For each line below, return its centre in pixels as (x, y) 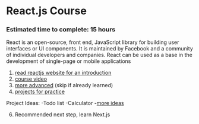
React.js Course (47, 11)
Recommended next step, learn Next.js (62, 115)
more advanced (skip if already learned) (64, 85)
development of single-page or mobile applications (69, 61)
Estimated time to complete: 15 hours (61, 30)
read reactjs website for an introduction (63, 73)
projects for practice (40, 92)
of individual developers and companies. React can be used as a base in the (99, 55)
